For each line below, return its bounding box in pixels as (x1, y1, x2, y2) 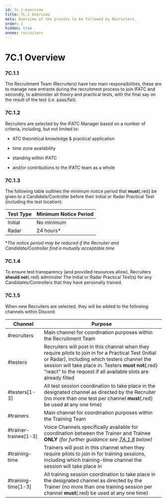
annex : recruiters (5, 30, 43, 35)
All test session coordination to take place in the (44, 382, 156, 389)
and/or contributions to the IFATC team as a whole (12, 164, 115, 170)
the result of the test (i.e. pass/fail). (5, 97, 77, 103)
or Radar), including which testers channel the (44, 356, 152, 363)
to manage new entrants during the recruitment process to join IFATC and (5, 86, 156, 92)
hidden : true (5, 26, 32, 31)
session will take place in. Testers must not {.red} (44, 362, 158, 369)
